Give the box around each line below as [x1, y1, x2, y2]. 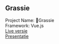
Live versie [5, 27, 27, 34]
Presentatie [5, 33, 29, 39]
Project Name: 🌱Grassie [5, 17, 54, 23]
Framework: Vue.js [5, 22, 44, 28]
